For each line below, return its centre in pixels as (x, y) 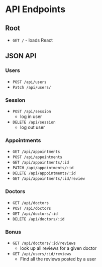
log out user (32, 127)
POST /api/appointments (37, 157)
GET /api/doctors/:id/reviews (44, 243)
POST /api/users (29, 82)
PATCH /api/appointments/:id (43, 168)
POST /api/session (32, 111)
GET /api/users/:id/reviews (42, 254)
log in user (31, 116)
